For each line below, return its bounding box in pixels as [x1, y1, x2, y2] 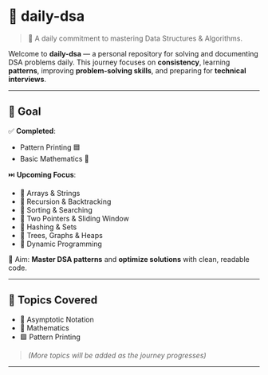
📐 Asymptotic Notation [19, 314, 94, 324]
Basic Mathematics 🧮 [19, 154, 89, 163]
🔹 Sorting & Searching [19, 205, 93, 214]
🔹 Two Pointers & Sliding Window [19, 213, 129, 223]
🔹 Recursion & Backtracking [19, 197, 112, 206]
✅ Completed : [8, 126, 56, 135]
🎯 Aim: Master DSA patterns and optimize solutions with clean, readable [8, 254, 250, 264]
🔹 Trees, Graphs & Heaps [19, 230, 104, 240]
